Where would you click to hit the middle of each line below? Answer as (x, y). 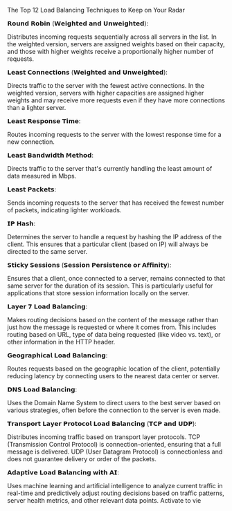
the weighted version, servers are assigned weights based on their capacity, (116, 44)
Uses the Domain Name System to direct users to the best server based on (114, 403)
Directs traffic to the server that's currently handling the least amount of (110, 168)
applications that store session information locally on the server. (98, 293)
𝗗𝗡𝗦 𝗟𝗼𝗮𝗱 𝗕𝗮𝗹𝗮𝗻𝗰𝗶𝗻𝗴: (42, 389)
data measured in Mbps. (42, 176)
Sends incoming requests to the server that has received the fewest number (116, 203)
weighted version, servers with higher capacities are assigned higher (106, 93)
